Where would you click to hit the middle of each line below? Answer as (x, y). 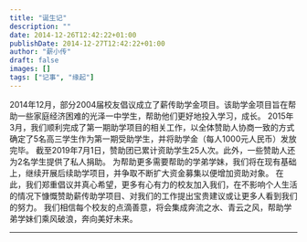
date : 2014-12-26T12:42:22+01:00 (73, 35)
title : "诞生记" (38, 18)
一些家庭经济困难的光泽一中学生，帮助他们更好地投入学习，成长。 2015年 (155, 116)
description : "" (40, 26)
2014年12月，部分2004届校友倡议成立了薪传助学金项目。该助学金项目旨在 (149, 104)
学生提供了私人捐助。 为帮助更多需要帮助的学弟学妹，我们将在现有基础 (164, 162)
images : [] (30, 69)
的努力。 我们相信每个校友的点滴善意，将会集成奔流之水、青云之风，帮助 (147, 207)
